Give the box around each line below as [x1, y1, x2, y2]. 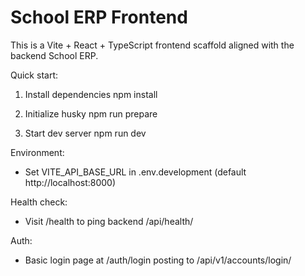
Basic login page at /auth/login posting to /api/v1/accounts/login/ [24, 254, 292, 266]
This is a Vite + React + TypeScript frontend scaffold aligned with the [10, 39, 295, 51]
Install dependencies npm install [24, 88, 158, 100]
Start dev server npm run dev [24, 127, 147, 139]
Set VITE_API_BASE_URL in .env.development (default [24, 166, 247, 178]
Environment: [10, 146, 65, 158]
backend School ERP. [10, 49, 99, 61]
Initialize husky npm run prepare [24, 107, 158, 120]
